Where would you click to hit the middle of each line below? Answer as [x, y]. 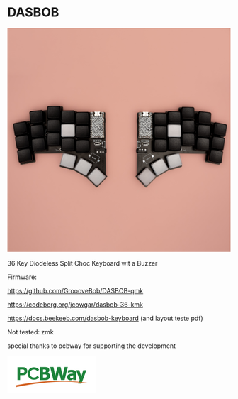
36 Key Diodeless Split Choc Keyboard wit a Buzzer [83, 263]
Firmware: [22, 277]
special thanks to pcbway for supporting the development [91, 346]
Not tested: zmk [31, 332]
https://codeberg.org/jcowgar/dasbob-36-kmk [75, 304]
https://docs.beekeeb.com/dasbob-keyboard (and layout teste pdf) [105, 318]
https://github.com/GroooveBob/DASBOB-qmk [75, 290]
